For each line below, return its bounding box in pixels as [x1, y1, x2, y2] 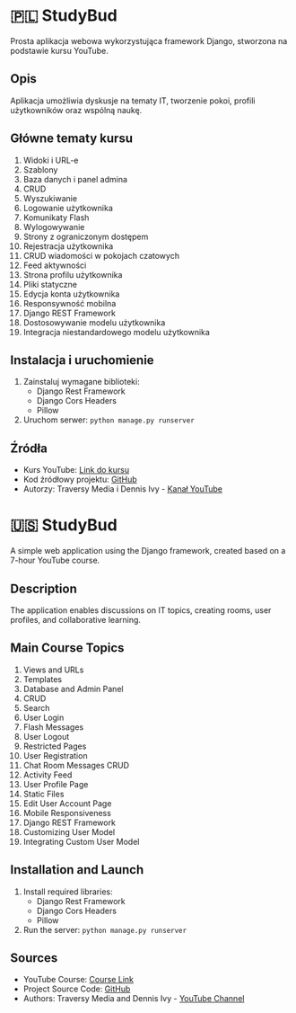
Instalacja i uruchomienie [10, 352, 155, 368]
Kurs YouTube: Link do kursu [22, 465, 130, 475]
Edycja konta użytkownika [22, 289, 120, 299]
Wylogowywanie [22, 221, 85, 232]
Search [22, 702, 50, 713]
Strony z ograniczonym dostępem [22, 231, 149, 242]
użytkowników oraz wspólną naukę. [10, 104, 143, 115]
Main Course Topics [10, 640, 125, 656]
